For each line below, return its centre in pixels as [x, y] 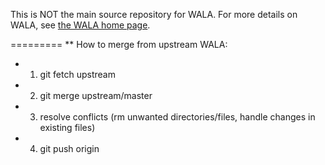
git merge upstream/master [96, 95]
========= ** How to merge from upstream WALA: [119, 44]
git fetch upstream [77, 74]
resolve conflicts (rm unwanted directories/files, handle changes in [177, 117]
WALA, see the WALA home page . [80, 25]
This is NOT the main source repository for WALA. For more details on [154, 14]
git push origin [69, 148]
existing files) [67, 127]
